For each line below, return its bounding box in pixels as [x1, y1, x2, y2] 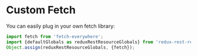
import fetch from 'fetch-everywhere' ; [6, 33, 104, 39]
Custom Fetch [6, 3, 76, 17]
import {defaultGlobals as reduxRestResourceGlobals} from [6, 39, 154, 45]
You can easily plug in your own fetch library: [6, 23, 116, 29]
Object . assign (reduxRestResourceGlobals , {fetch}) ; [6, 44, 135, 50]
